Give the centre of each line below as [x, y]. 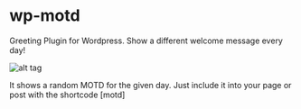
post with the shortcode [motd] [67, 95]
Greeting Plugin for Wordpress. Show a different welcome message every [146, 41]
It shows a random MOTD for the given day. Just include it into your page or [150, 85]
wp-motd [45, 16]
